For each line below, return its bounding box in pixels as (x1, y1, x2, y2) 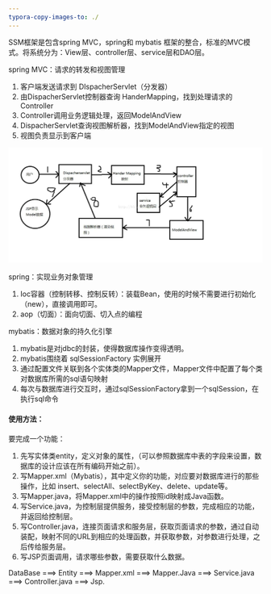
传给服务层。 (27, 542, 70, 551)
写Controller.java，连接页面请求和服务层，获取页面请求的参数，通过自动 (19, 521, 260, 531)
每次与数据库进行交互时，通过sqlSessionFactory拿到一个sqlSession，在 (19, 384, 260, 394)
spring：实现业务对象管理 (8, 272, 94, 282)
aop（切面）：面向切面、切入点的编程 (19, 309, 143, 319)
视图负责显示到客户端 (19, 130, 91, 140)
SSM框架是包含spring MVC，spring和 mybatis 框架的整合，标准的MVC (8, 37, 244, 47)
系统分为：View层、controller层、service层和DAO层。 (29, 47, 210, 56)
